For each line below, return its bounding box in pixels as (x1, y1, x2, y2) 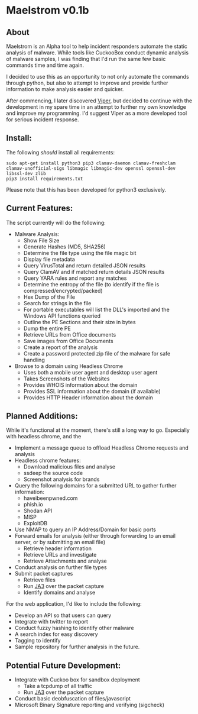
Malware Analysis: (14, 230, 60, 237)
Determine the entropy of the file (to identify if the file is (23, 280, 160, 287)
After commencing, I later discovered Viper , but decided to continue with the (6, 97, 193, 104)
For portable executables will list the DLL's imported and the (23, 306, 170, 313)
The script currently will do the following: (6, 219, 106, 226)
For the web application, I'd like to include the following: (6, 600, 142, 608)
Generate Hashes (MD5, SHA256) (23, 243, 106, 250)
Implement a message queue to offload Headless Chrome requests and (14, 444, 189, 451)
